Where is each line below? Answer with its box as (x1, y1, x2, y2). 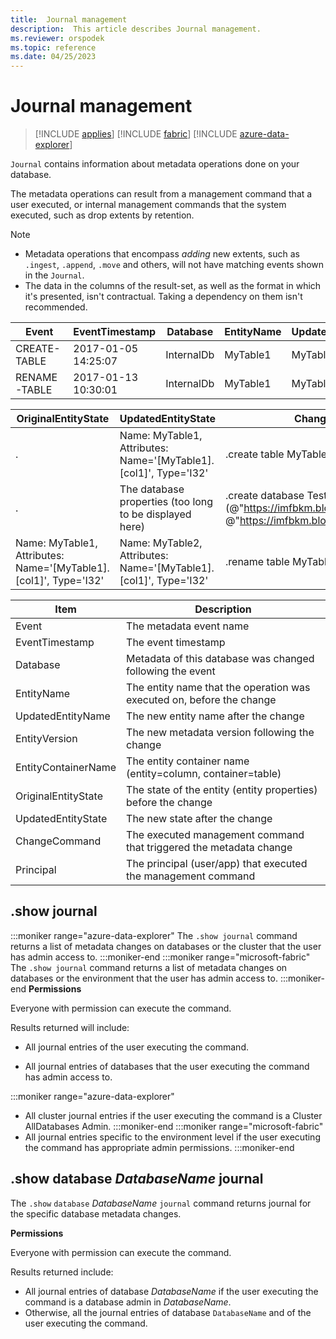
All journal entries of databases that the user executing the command (24, 1060, 310, 1072)
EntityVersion (15, 732, 78, 746)
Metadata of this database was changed (126, 652, 315, 666)
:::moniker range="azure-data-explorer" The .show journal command (10, 929, 298, 941)
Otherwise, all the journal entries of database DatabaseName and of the (24, 1306, 312, 1318)
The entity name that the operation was (126, 681, 311, 695)
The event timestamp (126, 636, 226, 650)
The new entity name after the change (126, 709, 305, 723)
